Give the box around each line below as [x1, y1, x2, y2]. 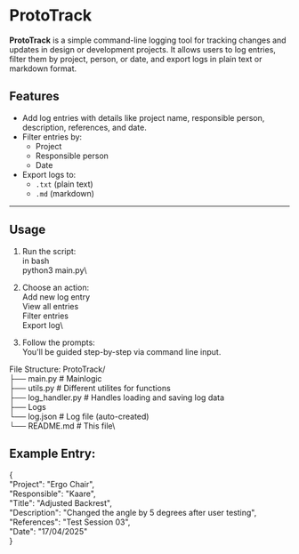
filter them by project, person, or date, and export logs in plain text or [9, 53, 263, 64]
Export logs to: [21, 169, 77, 180]
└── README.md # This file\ [9, 420, 116, 431]
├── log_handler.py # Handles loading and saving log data [9, 392, 225, 403]
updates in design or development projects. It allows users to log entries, [9, 44, 276, 54]
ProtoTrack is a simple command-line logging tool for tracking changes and [9, 35, 287, 45]
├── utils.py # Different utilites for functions [9, 382, 171, 393]
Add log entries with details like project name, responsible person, [21, 112, 265, 123]
